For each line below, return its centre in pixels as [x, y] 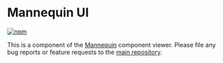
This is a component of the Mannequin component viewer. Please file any [111, 45]
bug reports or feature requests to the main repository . [85, 52]
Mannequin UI [48, 13]
